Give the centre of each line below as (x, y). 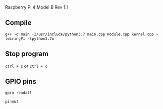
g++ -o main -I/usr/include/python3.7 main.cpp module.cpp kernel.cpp (80, 34)
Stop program (27, 54)
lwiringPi (15, 39)
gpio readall (19, 93)
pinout (12, 102)
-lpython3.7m (41, 39)
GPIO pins (21, 82)
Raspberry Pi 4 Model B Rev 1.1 (37, 7)
